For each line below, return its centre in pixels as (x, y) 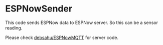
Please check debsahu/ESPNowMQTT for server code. (62, 37)
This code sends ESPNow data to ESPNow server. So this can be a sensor (81, 22)
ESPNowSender (39, 9)
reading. (14, 27)
